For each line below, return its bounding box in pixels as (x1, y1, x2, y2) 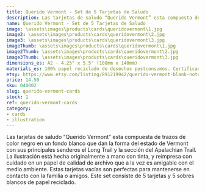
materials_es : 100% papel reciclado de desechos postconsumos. (6, 65, 171, 72)
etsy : (6, 71, 20, 77)
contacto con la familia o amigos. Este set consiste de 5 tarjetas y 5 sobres (6, 172, 195, 180)
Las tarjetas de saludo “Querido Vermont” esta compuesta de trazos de (6, 133, 186, 141)
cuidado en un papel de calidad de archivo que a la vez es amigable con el (6, 159, 194, 166)
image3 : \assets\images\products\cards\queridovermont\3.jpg (6, 37, 165, 43)
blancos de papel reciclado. (6, 179, 76, 186)
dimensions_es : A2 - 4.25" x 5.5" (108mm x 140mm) (6, 60, 138, 66)
